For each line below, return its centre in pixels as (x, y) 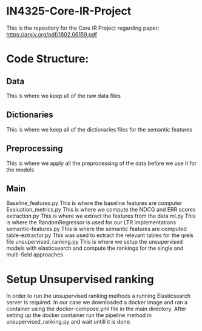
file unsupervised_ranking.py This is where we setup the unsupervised (95, 242)
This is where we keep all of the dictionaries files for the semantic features (99, 129)
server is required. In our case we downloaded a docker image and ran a (97, 303)
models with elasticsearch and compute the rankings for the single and (95, 248)
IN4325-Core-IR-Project (69, 11)
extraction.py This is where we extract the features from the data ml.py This (101, 216)
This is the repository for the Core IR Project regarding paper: (83, 28)
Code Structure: (48, 59)
